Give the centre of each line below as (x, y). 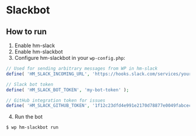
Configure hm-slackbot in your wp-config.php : (70, 58)
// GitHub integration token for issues (56, 100)
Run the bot (28, 117)
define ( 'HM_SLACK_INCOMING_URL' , (48, 74)
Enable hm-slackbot (38, 52)
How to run (27, 32)
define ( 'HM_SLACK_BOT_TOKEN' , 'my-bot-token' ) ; (68, 90)
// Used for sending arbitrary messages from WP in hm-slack (82, 69)
